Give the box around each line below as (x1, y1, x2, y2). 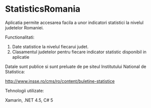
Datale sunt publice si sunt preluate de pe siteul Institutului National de (5, 64, 147, 69)
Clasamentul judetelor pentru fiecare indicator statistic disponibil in (12, 49, 147, 55)
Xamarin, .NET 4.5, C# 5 (5, 97, 54, 103)
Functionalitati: (5, 34, 35, 40)
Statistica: (5, 68, 25, 74)
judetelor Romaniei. (5, 24, 44, 30)
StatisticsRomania (5, 3, 80, 15)
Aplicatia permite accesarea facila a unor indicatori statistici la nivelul (5, 20, 144, 25)
